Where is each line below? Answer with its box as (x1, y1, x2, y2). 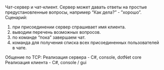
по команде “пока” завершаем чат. (12, 34, 86, 40)
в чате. (12, 45, 27, 50)
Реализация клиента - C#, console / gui (5, 60, 87, 65)
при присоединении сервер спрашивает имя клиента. (12, 24, 126, 30)
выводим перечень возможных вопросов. (12, 29, 101, 35)
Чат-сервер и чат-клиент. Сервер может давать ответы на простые (5, 4, 147, 10)
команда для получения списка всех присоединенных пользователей (12, 40, 159, 46)
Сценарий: (5, 15, 27, 20)
